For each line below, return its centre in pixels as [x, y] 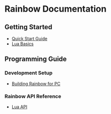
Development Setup [28, 73]
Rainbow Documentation [55, 9]
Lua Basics [22, 44]
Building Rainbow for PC [36, 83]
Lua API [19, 107]
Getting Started [28, 27]
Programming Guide [36, 59]
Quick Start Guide [29, 38]
